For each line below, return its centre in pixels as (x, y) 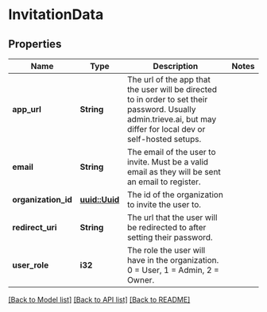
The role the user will (166, 250)
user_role (31, 265)
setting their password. (170, 237)
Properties (35, 44)
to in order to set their (167, 99)
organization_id (43, 200)
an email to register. (164, 182)
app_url (27, 109)
